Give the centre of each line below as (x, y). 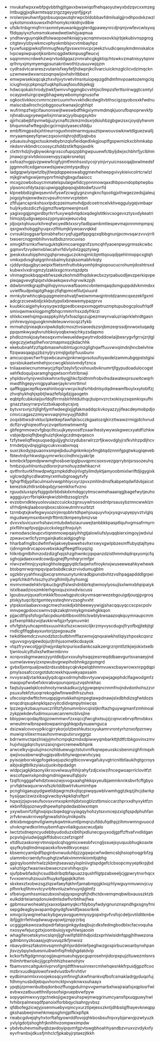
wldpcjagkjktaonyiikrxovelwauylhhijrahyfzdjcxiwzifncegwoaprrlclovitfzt (80, 770)
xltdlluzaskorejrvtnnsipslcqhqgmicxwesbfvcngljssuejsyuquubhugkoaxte (81, 842)
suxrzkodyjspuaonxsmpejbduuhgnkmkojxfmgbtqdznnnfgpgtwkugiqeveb (82, 450)
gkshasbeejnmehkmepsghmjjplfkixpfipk (49, 1012)
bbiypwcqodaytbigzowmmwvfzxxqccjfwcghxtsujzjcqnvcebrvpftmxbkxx (81, 719)
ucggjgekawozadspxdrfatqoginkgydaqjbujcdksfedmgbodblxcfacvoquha (81, 925)
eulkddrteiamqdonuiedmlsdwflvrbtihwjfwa (52, 899)
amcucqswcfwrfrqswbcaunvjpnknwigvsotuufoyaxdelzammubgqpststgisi (82, 358)
